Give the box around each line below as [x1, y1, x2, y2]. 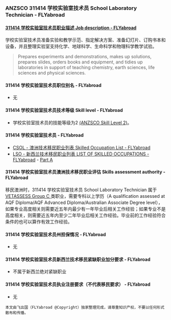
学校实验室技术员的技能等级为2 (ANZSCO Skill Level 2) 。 [12, 119, 132, 126]
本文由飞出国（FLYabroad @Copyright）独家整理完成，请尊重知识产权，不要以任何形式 [5, 305, 164, 310]
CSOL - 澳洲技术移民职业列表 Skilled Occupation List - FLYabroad [12, 144, 151, 150]
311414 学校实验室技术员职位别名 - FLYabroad [5, 82, 102, 88]
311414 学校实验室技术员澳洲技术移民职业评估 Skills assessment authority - [5, 169, 165, 175]
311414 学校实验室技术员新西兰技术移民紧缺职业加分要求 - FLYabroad [5, 256, 151, 262]
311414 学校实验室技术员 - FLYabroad [5, 132, 84, 139]
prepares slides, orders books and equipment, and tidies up [17, 59, 143, 65]
